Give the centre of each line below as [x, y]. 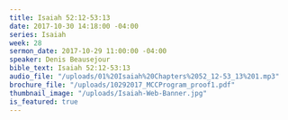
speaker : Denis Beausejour [60, 60]
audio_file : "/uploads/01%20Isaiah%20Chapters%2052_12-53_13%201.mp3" [144, 77]
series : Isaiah [38, 34]
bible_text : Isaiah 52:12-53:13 [70, 69]
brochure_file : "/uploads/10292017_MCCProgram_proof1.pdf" [122, 85]
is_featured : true [44, 102]
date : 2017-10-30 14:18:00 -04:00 [74, 26]
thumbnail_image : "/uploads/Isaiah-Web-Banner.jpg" [108, 93]
